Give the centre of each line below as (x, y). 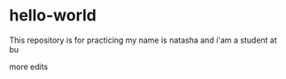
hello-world (53, 16)
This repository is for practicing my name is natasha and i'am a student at (143, 40)
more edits (29, 67)
